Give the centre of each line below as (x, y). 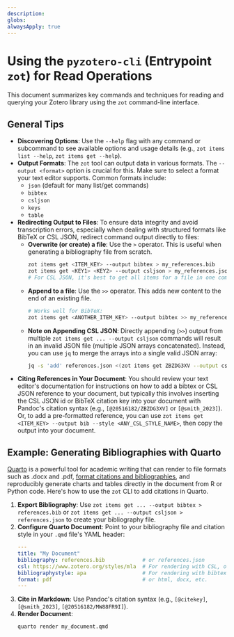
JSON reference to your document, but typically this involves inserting (118, 394)
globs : (17, 20)
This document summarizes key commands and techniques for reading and (116, 95)
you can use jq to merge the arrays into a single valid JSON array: (123, 353)
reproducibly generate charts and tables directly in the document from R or (115, 484)
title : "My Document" (49, 554)
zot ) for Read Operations (80, 75)
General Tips (36, 124)
